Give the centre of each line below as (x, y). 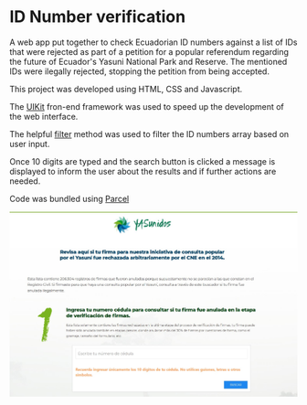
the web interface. (44, 116)
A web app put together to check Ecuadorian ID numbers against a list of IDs (153, 42)
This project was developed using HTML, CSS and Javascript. (126, 89)
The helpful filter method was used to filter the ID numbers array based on (149, 133)
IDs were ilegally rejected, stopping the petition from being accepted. (139, 71)
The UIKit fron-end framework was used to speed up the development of (147, 106)
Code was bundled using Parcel (69, 198)
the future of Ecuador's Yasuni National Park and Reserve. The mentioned (148, 61)
